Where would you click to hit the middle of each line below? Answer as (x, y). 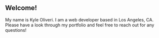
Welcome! (21, 8)
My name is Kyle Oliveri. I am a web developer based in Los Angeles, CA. (79, 19)
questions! (16, 30)
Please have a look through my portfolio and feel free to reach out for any (80, 25)
